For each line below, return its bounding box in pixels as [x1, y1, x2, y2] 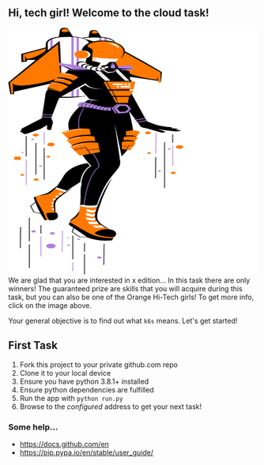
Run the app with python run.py [19, 393, 123, 403]
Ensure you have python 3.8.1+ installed [19, 377, 149, 386]
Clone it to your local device [19, 368, 111, 377]
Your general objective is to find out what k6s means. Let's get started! [8, 316, 238, 325]
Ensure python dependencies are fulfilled [19, 384, 154, 394]
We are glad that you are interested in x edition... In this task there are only [8, 276, 251, 285]
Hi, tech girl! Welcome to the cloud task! [8, 6, 209, 20]
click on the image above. [8, 300, 92, 310]
